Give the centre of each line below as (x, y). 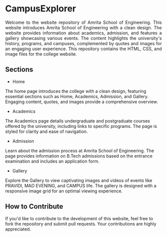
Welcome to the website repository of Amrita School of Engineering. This (83, 22)
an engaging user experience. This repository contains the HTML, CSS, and (83, 49)
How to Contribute (34, 207)
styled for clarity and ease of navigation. (46, 131)
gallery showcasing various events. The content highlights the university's (83, 38)
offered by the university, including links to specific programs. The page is (81, 126)
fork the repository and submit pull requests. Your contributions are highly (81, 224)
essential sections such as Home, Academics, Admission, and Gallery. (77, 96)
